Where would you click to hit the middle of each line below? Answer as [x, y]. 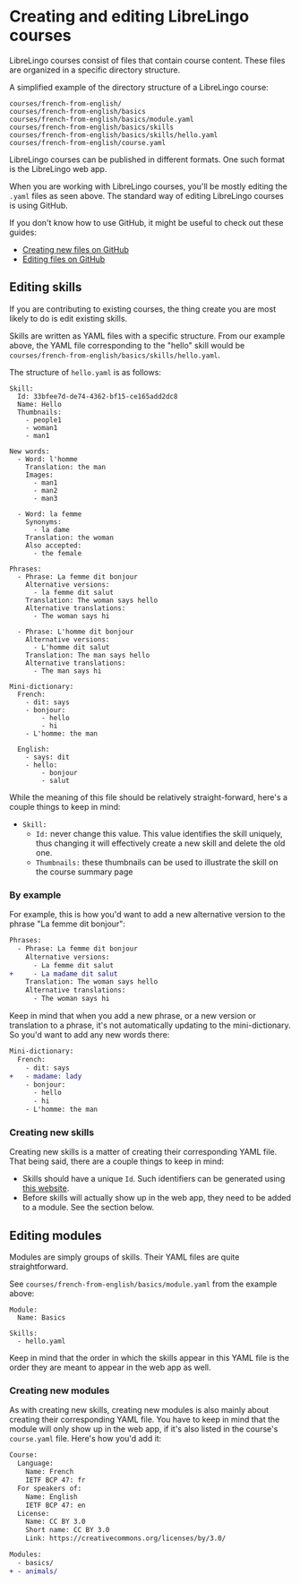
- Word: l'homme [47, 459]
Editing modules [56, 1235]
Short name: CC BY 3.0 [68, 1530]
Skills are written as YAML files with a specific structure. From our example [147, 336]
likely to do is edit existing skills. [69, 318]
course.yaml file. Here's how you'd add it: [86, 1439]
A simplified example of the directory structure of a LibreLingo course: [139, 87]
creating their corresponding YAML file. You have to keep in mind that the [145, 1420]
